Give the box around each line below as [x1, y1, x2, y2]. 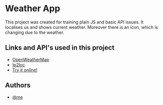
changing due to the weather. [5, 29, 65, 35]
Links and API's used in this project [5, 43, 115, 52]
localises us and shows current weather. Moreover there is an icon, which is [5, 24, 158, 30]
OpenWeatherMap [12, 57, 49, 63]
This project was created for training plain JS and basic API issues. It [5, 19, 144, 25]
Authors [5, 81, 31, 89]
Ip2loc [12, 62, 25, 67]
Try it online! [12, 67, 38, 73]
